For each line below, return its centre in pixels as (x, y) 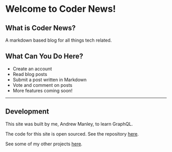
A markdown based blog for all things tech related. (59, 40)
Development (27, 112)
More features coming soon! (42, 90)
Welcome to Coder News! (61, 9)
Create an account (32, 69)
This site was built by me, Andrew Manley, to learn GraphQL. (69, 124)
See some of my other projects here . (44, 144)
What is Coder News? (40, 28)
